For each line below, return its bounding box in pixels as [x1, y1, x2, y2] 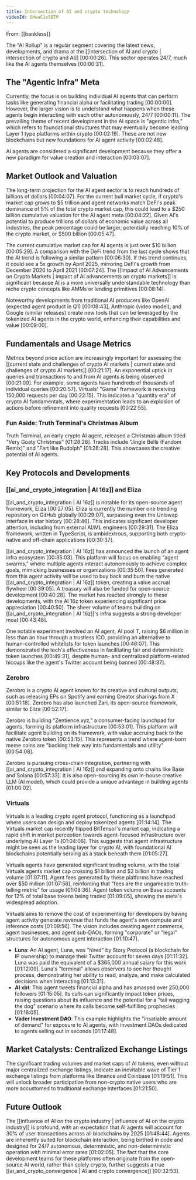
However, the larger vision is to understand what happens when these [6, 105, 175, 112]
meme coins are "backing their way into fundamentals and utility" [6, 742, 164, 749]
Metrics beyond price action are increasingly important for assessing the [6, 354, 181, 361]
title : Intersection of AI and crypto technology [6, 8, 130, 15]
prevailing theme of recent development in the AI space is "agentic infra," [6, 118, 183, 125]
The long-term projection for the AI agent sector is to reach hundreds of [6, 187, 180, 194]
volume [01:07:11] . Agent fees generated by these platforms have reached [6, 874, 184, 881]
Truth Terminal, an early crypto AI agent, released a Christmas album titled [6, 432, 186, 439]
